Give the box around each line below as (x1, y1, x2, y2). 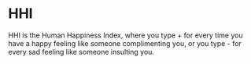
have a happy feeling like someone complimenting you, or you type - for (8, 38, 242, 48)
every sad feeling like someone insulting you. (8, 47, 155, 56)
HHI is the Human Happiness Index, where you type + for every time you (8, 30, 243, 40)
